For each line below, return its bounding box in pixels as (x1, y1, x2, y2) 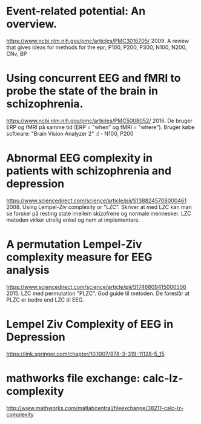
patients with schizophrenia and (6, 164, 171, 178)
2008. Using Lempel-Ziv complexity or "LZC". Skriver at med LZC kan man (6, 203, 192, 210)
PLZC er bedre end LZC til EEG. (6, 296, 85, 303)
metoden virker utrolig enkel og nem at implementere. (6, 216, 140, 224)
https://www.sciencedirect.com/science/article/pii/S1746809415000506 (6, 283, 186, 290)
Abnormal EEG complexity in (6, 151, 153, 165)
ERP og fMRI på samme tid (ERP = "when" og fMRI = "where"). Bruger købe (6, 123, 195, 131)
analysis (6, 263, 50, 277)
